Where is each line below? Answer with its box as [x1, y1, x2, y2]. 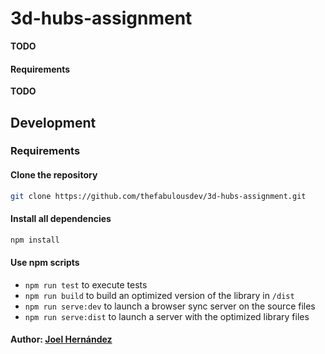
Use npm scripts [10, 257, 80, 269]
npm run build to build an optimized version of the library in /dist [24, 289, 295, 301]
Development [10, 114, 97, 131]
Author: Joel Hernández [10, 333, 113, 346]
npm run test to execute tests [24, 278, 148, 291]
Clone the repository [10, 169, 98, 181]
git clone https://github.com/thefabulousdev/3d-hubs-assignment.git [10, 191, 307, 201]
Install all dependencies [10, 213, 112, 225]
